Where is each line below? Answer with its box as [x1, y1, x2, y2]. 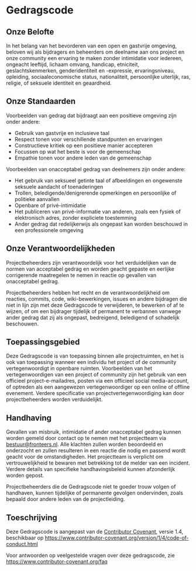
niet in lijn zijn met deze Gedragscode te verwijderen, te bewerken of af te [6, 302, 184, 309]
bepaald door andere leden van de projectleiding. [6, 496, 125, 503]
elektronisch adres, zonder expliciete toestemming [14, 214, 137, 221]
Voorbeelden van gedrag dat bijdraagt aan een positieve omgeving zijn [6, 112, 177, 119]
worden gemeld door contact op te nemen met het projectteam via [6, 435, 167, 442]
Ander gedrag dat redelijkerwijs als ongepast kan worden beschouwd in [14, 220, 188, 227]
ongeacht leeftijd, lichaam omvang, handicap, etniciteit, [6, 61, 139, 68]
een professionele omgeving [14, 226, 84, 234]
